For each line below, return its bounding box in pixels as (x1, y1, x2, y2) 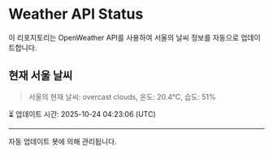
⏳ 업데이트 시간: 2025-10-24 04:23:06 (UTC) (8, 109, 156, 118)
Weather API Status (8, 5, 144, 24)
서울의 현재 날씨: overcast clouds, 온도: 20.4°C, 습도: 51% (28, 92, 217, 101)
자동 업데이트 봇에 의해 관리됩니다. (8, 136, 117, 146)
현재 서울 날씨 (8, 69, 73, 83)
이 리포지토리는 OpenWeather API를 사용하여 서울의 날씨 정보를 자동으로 (8, 32, 240, 42)
